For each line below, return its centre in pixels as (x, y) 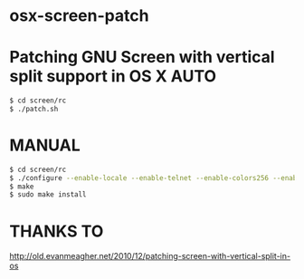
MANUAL (45, 145)
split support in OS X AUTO (113, 77)
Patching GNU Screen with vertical (142, 58)
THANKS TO (57, 231)
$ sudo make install (48, 195)
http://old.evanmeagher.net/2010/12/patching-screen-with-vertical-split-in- (150, 256)
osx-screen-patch (79, 16)
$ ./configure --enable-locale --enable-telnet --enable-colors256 (139, 178)
